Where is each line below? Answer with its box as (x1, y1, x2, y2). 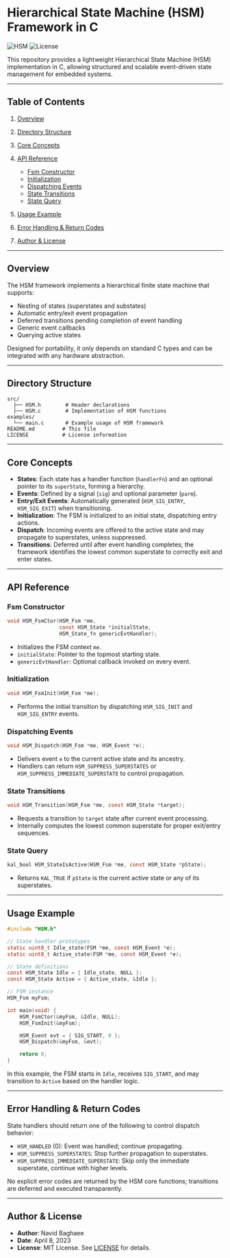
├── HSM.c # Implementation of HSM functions (13, 408, 167, 415)
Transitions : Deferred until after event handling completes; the (16, 540, 194, 549)
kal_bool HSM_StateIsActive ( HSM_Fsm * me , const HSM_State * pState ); (7, 862, 207, 869)
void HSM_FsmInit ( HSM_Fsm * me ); (7, 690, 99, 697)
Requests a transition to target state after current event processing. (16, 814, 209, 823)
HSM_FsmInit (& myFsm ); (19, 1019, 81, 1026)
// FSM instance (7, 989, 53, 995)
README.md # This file (7, 426, 97, 433)
